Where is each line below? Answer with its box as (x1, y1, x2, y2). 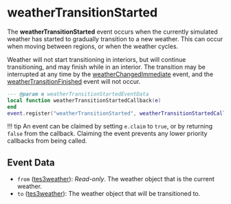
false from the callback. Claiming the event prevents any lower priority (7, 129, 208, 138)
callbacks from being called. (7, 137, 87, 145)
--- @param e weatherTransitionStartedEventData (7, 91, 149, 98)
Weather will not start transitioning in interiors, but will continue (7, 55, 186, 63)
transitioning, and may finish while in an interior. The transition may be (7, 63, 206, 71)
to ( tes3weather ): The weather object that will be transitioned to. (16, 190, 201, 198)
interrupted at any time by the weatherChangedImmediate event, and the (7, 70, 214, 78)
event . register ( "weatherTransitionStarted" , (7, 110, 137, 117)
